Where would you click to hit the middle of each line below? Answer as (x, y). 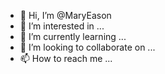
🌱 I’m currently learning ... (73, 36)
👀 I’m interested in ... (62, 26)
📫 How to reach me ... (66, 58)
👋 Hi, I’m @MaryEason (65, 15)
